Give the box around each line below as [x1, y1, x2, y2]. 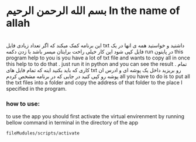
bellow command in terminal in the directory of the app [6, 119, 139, 126]
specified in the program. [6, 85, 67, 92]
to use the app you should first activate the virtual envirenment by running [6, 113, 185, 120]
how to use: [6, 100, 40, 108]
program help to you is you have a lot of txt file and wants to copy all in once [6, 54, 190, 61]
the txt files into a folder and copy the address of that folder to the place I [6, 79, 183, 86]
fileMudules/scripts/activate [6, 130, 80, 136]
